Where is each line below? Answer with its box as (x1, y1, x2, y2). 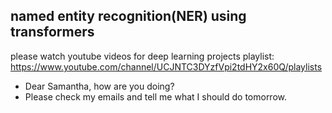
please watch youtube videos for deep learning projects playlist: (10, 50, 275, 62)
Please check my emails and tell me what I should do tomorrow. (24, 90, 288, 103)
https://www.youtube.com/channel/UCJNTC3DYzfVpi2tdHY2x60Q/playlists (10, 60, 323, 73)
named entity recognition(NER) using (10, 8, 247, 25)
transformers (10, 24, 95, 41)
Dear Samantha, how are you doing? (24, 80, 175, 92)
